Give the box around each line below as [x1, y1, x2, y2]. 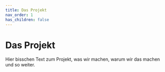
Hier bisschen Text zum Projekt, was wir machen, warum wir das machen [5, 56, 160, 62]
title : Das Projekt [5, 7, 47, 13]
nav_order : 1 [5, 12, 33, 17]
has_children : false [5, 17, 50, 22]
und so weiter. [5, 62, 35, 68]
